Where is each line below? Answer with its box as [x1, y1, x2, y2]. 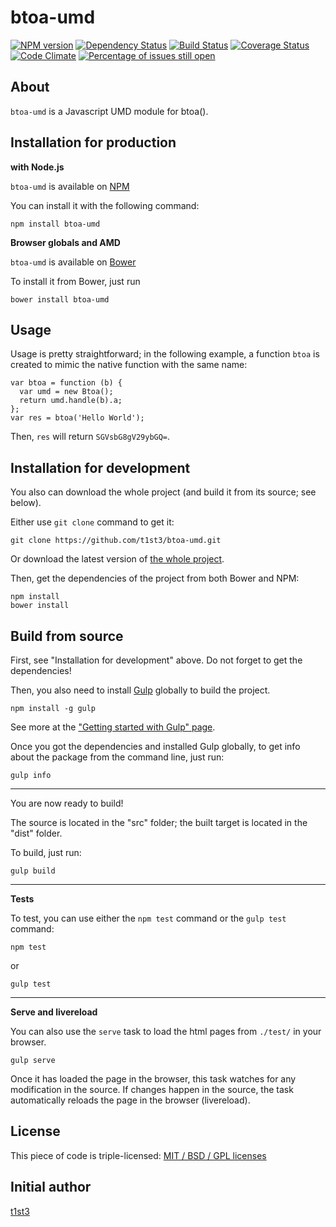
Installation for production [10, 134, 177, 151]
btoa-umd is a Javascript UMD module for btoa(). [10, 105, 209, 117]
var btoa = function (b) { [10, 378, 123, 388]
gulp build [10, 866, 56, 876]
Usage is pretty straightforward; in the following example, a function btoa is [10, 348, 320, 360]
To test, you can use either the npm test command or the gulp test [10, 912, 287, 924]
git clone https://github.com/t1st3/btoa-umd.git [10, 536, 222, 546]
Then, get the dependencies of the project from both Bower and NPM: [10, 572, 300, 585]
